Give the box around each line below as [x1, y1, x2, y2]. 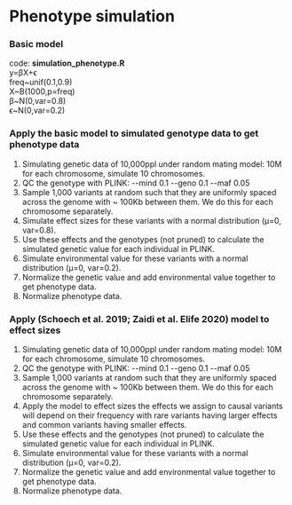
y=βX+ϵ [9, 67, 37, 78]
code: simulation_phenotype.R [9, 58, 125, 68]
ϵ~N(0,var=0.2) [9, 105, 66, 116]
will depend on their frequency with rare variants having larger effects [21, 410, 278, 421]
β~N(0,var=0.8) [9, 96, 67, 107]
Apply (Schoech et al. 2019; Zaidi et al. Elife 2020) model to [9, 312, 270, 325]
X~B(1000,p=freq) [9, 86, 75, 97]
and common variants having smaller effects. [21, 420, 187, 430]
